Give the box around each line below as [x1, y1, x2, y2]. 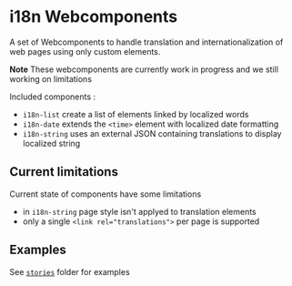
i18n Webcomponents [9, 6, 178, 27]
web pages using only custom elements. [9, 46, 161, 56]
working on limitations [9, 73, 93, 84]
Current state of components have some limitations [9, 189, 202, 199]
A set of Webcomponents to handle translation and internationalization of [9, 36, 284, 47]
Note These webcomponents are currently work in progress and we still [9, 64, 279, 75]
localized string [22, 138, 81, 148]
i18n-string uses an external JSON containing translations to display [22, 128, 282, 138]
